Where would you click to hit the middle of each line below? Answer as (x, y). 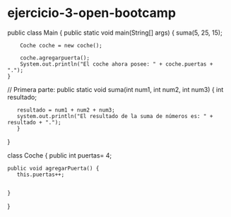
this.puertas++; (41, 175)
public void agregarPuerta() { (53, 168)
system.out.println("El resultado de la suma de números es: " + (115, 116)
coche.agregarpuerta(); (55, 58)
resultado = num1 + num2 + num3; (66, 110)
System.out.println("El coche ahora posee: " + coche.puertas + (117, 64)
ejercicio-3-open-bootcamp (92, 13)
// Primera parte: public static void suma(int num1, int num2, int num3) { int (115, 89)
